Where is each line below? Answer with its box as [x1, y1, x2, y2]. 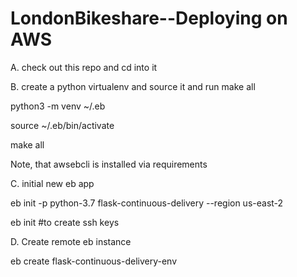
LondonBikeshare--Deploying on [10, 7, 288, 30]
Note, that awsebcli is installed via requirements [10, 158, 208, 170]
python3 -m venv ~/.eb [10, 100, 106, 112]
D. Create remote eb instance [10, 235, 132, 247]
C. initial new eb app [10, 177, 95, 189]
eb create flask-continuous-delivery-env [10, 255, 178, 267]
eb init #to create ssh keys [10, 216, 120, 228]
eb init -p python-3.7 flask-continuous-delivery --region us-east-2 [10, 197, 284, 209]
